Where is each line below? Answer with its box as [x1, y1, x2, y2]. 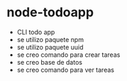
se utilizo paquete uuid [16, 43, 84, 51]
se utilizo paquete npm [16, 35, 84, 43]
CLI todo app [16, 28, 55, 36]
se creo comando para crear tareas [16, 50, 121, 59]
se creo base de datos [16, 58, 83, 66]
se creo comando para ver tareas [16, 65, 115, 74]
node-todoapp [6, 4, 94, 21]
